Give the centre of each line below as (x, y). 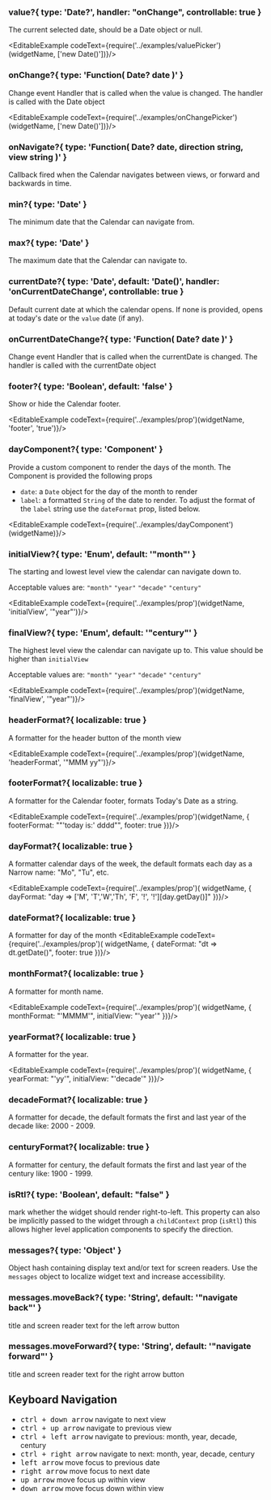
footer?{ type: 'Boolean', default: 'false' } (91, 386)
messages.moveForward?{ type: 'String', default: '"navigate (130, 1347)
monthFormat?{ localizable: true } (76, 973)
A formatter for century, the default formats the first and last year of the (127, 1165)
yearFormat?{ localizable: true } (72, 1037)
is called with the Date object (57, 101)
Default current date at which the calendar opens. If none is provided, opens (135, 309)
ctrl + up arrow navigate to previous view (96, 1428)
